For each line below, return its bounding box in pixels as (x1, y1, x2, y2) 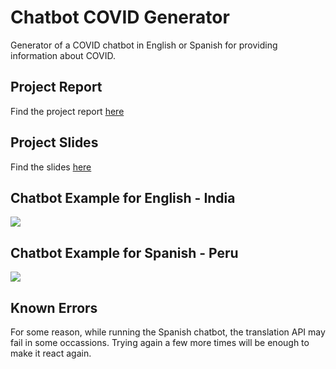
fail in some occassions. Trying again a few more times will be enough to (10, 337, 310, 348)
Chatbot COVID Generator (10, 6, 230, 29)
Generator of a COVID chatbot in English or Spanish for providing (10, 39, 278, 51)
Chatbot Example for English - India (10, 189, 236, 206)
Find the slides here (10, 161, 92, 173)
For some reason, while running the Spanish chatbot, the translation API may (10, 326, 326, 338)
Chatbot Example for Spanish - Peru (10, 244, 239, 261)
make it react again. (10, 347, 92, 359)
